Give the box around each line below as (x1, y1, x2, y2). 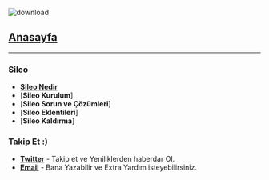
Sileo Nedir (19, 82, 58, 92)
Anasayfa (8, 30, 58, 44)
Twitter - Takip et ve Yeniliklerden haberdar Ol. (19, 154, 175, 164)
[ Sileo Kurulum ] (19, 90, 74, 100)
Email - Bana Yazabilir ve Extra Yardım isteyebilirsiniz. (19, 162, 198, 172)
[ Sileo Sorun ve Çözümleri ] (19, 99, 111, 109)
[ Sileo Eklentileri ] (19, 108, 78, 118)
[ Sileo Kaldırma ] (19, 116, 75, 126)
